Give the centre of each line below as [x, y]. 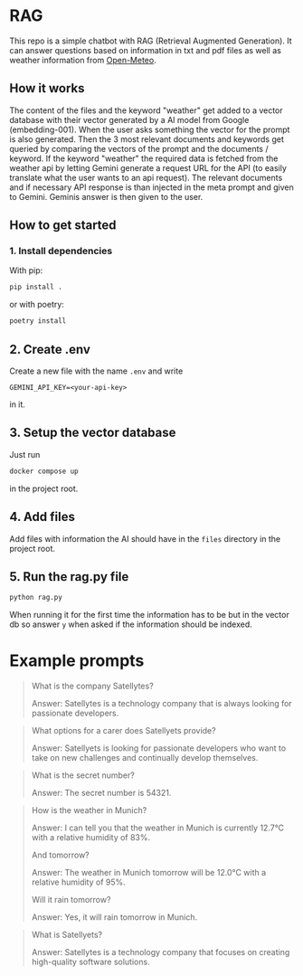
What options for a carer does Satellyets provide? [123, 731]
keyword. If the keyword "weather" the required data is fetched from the [144, 158]
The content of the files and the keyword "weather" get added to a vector [146, 110]
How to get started [63, 226]
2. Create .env [50, 349]
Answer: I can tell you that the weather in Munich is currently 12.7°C [158, 828]
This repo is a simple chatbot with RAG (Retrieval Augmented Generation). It [151, 41]
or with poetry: [37, 305]
